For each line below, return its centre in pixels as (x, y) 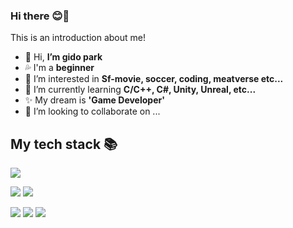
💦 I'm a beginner (59, 68)
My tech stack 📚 (64, 144)
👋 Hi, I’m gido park (63, 57)
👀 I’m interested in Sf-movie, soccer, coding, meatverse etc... (154, 79)
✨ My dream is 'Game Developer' (94, 100)
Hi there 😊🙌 (40, 16)
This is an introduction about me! (78, 38)
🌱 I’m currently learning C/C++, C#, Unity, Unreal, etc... (140, 90)
